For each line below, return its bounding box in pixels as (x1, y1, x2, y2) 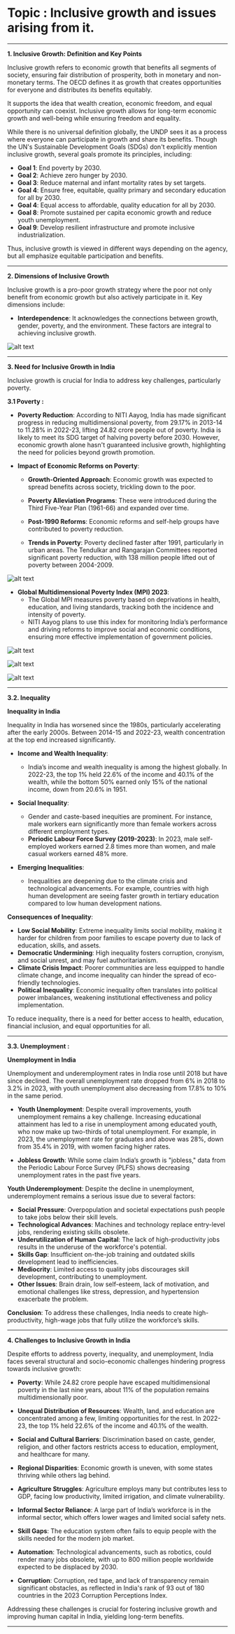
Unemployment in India (7, 1055, 76, 1064)
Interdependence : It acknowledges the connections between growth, (17, 313, 219, 322)
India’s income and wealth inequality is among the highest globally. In (27, 762, 227, 771)
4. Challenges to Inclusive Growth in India (7, 1336, 131, 1344)
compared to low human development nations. (27, 899, 162, 907)
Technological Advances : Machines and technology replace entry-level (17, 1220, 225, 1229)
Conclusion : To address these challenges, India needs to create (7, 1308, 192, 1316)
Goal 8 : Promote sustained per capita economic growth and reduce (17, 208, 212, 217)
